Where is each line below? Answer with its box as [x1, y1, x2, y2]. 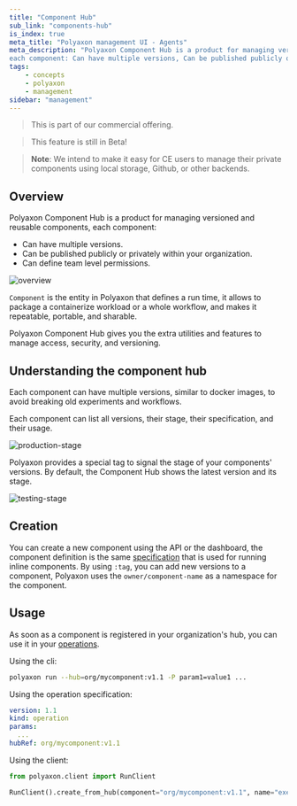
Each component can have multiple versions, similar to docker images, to [9, 387, 276, 397]
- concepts [25, 71, 65, 80]
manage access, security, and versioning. [9, 337, 161, 348]
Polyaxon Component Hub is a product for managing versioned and [9, 213, 255, 223]
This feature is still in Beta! [30, 136, 128, 147]
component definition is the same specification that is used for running [9, 551, 267, 562]
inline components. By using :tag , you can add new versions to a [9, 561, 246, 571]
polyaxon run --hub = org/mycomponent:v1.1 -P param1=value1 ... [9, 672, 247, 682]
